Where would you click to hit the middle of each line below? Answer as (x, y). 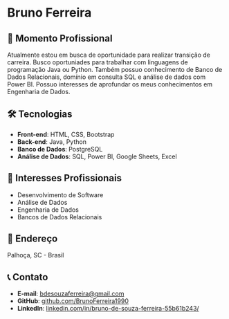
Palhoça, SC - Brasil (36, 255)
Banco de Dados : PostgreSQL (60, 149)
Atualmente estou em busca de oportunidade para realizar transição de (109, 55)
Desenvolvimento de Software (60, 194)
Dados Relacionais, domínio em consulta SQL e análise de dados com (107, 77)
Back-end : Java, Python (52, 142)
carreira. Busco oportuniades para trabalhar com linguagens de (98, 62)
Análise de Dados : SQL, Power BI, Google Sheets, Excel (97, 156)
